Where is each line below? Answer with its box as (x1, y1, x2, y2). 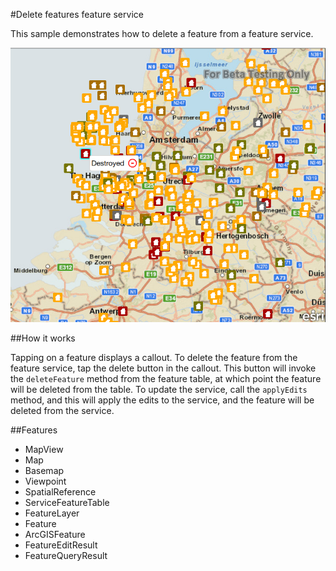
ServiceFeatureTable (24, 497, 110, 509)
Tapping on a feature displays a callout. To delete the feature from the (10, 352, 298, 364)
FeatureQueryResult (24, 550, 108, 562)
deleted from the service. (10, 405, 115, 417)
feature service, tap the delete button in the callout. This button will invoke (10, 362, 317, 374)
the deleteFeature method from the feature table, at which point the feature (10, 373, 322, 385)
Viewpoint (24, 475, 67, 488)
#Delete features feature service (10, 9, 144, 20)
